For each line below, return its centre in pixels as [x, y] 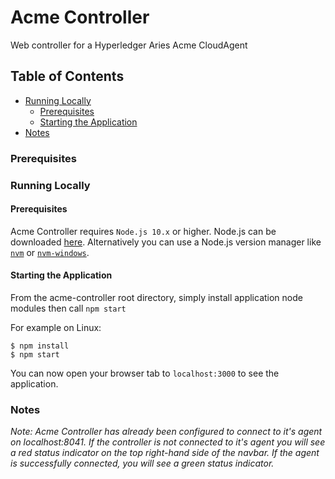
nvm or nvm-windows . [50, 252]
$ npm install [40, 346]
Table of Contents [67, 76]
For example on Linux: [56, 327]
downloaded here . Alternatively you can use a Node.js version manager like [166, 242]
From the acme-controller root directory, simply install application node [156, 297]
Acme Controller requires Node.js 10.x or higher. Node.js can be [143, 231]
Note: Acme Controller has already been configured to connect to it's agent [166, 432]
